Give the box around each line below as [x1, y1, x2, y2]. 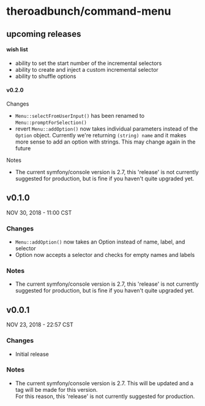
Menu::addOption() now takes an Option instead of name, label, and [15, 238, 185, 246]
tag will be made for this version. [15, 386, 98, 393]
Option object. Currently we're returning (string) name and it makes [15, 131, 187, 139]
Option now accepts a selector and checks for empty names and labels [15, 251, 195, 259]
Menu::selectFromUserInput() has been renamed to [15, 112, 145, 119]
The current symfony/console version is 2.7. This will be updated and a [15, 379, 194, 387]
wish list [6, 46, 29, 53]
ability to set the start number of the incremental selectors [15, 59, 162, 67]
